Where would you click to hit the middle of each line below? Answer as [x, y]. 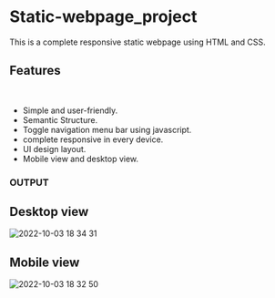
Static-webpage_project [103, 17]
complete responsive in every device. [93, 139]
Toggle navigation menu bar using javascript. [107, 129]
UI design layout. [54, 149]
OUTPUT [29, 182]
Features [35, 71]
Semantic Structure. [60, 119]
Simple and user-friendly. [70, 110]
